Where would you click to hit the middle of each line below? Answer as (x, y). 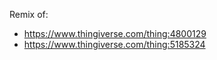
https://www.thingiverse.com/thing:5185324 (114, 44)
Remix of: (29, 14)
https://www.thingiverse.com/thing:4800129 (115, 33)
